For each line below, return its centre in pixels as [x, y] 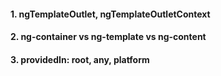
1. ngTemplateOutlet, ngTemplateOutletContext [110, 14]
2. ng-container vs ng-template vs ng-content [108, 37]
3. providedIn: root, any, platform [80, 59]
